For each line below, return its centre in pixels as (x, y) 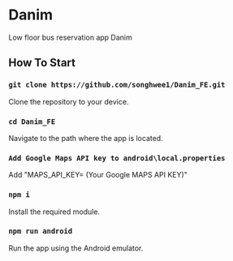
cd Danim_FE (32, 122)
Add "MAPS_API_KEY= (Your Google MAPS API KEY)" (98, 175)
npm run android (41, 231)
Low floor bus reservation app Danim (70, 37)
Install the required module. (54, 212)
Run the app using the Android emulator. (76, 248)
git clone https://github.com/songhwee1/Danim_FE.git (117, 85)
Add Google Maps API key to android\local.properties (117, 158)
